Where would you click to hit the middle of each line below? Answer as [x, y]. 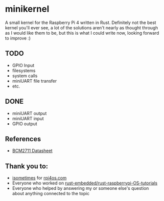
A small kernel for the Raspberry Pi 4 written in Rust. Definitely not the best [81, 22]
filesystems [24, 70]
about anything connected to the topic [51, 194]
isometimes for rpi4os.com [39, 178]
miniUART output [29, 113]
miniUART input [28, 118]
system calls [25, 76]
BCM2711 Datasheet [32, 151]
